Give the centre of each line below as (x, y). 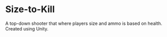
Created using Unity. (27, 28)
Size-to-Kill (30, 9)
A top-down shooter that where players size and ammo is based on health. (84, 23)
